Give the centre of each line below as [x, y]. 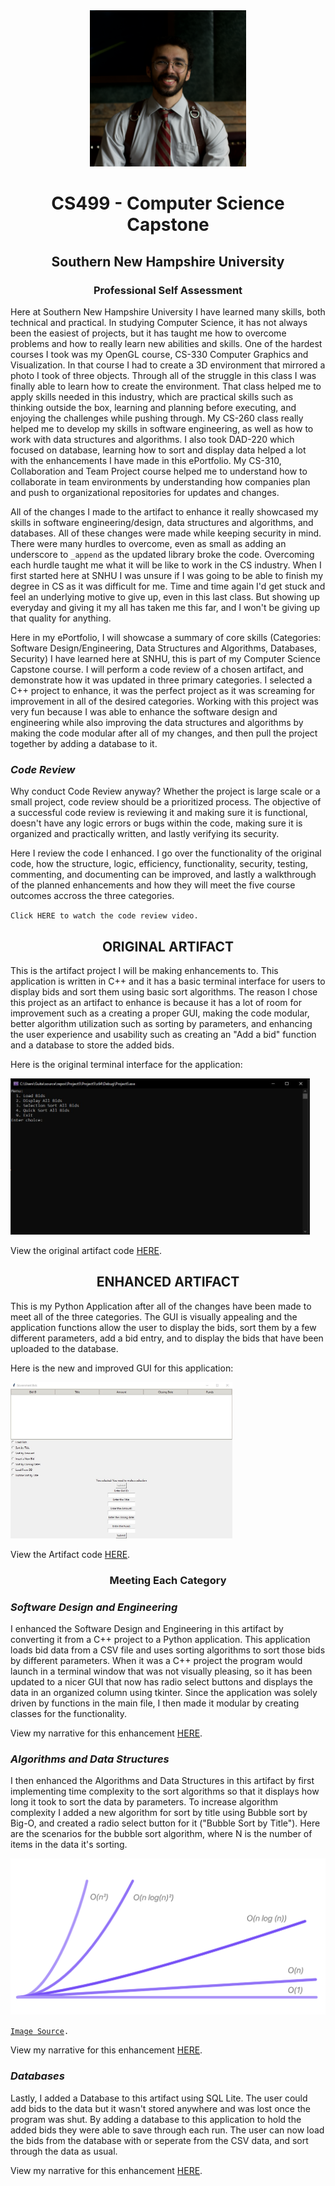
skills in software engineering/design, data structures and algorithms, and [162, 522]
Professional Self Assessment [168, 290]
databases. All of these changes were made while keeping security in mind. [166, 533]
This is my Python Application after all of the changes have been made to [161, 1306]
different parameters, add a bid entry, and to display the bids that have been [167, 1338]
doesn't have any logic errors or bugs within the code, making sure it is [156, 823]
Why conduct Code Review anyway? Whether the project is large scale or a [165, 791]
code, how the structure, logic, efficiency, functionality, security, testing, [159, 864]
